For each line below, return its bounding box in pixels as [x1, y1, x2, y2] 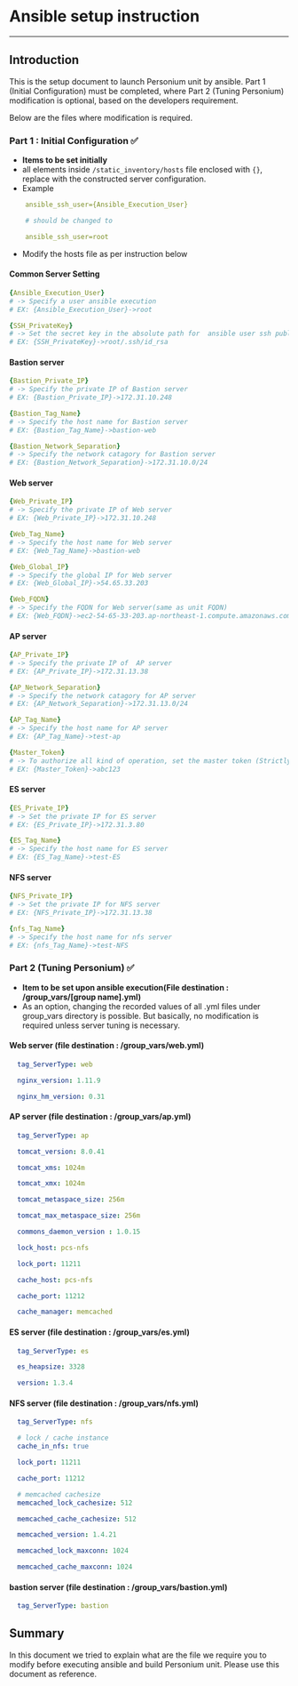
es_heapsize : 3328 [17, 1362, 86, 1371]
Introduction [9, 52, 80, 68]
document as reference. [9, 1668, 98, 1679]
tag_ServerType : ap [17, 1131, 90, 1140]
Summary [9, 1626, 65, 1642]
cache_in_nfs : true [17, 1442, 90, 1451]
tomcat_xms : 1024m [17, 1163, 86, 1172]
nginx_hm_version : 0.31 [17, 1092, 105, 1101]
